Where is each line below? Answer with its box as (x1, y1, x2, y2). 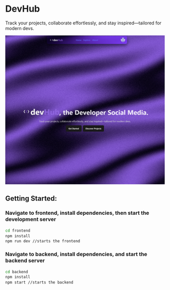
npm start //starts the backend (5, 280, 73, 285)
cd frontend (5, 228, 30, 233)
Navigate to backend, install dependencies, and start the (5, 251, 148, 258)
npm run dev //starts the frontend (5, 239, 80, 244)
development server (5, 216, 57, 223)
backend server (5, 257, 45, 264)
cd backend (5, 269, 28, 274)
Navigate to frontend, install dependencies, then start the (5, 209, 149, 216)
